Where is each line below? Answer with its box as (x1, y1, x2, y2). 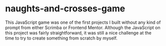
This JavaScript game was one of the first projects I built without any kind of (5, 19, 161, 25)
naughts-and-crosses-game (5, 3, 125, 14)
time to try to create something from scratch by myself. (5, 35, 118, 41)
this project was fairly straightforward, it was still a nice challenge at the (5, 30, 152, 36)
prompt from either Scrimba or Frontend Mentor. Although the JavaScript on (5, 24, 161, 30)
